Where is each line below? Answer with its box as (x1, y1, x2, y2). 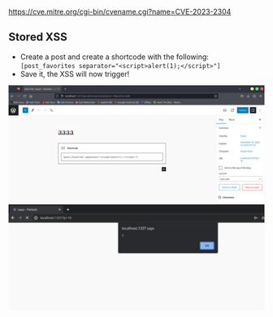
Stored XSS (8, 30, 67, 44)
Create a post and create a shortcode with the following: (19, 52, 210, 62)
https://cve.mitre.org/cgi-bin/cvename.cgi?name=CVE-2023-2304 (8, 7, 232, 16)
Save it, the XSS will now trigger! (19, 69, 130, 79)
